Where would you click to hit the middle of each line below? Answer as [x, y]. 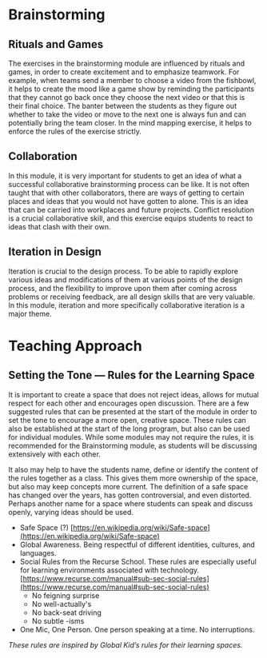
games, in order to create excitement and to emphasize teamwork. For [124, 72]
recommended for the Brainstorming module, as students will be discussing [133, 445]
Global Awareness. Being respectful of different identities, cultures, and [137, 544]
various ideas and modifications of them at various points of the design [126, 279]
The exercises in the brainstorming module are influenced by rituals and [127, 63]
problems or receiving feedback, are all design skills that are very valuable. [132, 297]
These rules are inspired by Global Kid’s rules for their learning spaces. [126, 644]
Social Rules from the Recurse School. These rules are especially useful [138, 561]
